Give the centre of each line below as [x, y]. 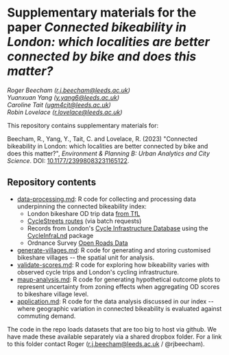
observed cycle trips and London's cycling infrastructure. [98, 272]
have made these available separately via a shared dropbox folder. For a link [114, 336]
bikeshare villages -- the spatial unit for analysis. [86, 257]
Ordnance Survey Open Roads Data [77, 243]
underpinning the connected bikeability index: [82, 206]
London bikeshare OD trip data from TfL [84, 213]
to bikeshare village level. [53, 294]
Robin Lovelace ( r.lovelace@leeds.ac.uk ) [65, 112]
